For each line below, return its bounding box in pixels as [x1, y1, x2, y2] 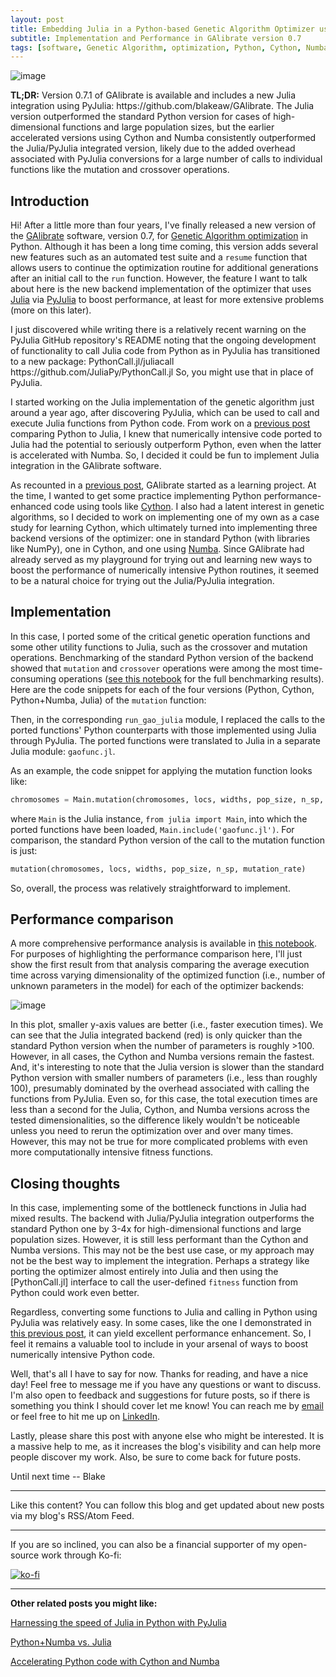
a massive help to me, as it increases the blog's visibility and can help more [10, 1441, 322, 1453]
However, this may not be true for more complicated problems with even [10, 1136, 308, 1148]
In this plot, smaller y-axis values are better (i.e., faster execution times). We [10, 1019, 324, 1031]
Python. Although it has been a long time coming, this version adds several [10, 241, 319, 253]
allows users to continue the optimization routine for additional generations [10, 262, 319, 274]
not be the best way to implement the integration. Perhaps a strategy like [10, 1255, 310, 1267]
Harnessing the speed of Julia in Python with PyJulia [10, 1617, 227, 1629]
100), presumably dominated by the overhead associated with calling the [10, 1082, 310, 1095]
